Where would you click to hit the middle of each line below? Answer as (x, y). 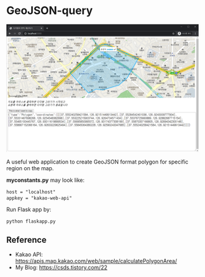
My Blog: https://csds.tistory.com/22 (61, 268)
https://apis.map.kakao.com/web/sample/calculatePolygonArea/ (96, 261)
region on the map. (30, 168)
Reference (27, 240)
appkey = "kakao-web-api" (39, 198)
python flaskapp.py (31, 221)
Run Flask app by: (29, 209)
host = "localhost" (31, 192)
